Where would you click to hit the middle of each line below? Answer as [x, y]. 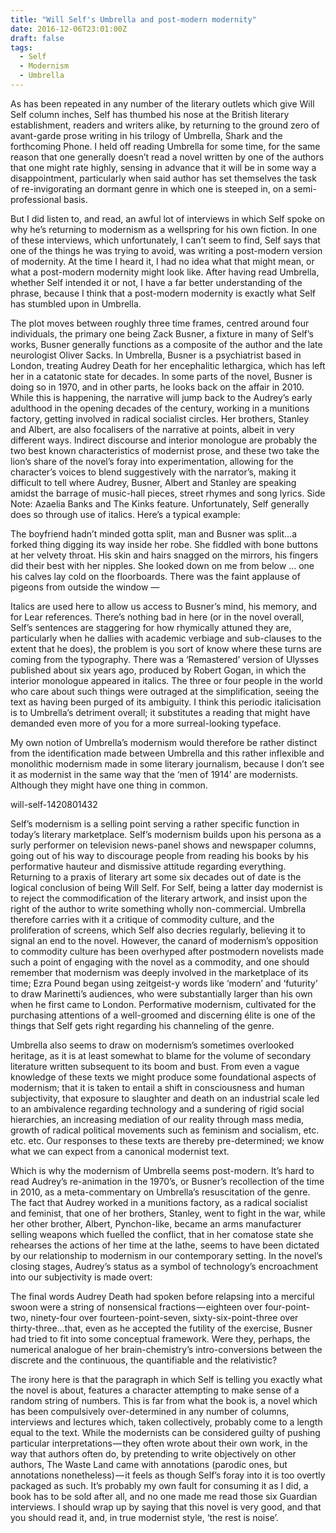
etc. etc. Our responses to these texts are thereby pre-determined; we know [167, 1140]
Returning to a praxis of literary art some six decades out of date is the [156, 877]
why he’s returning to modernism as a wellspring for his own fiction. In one [164, 229]
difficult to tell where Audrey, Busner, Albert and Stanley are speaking [153, 482]
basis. [75, 199]
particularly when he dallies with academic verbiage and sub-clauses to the [166, 638]
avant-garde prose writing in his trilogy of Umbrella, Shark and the [146, 135]
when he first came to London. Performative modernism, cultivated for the [163, 1004]
